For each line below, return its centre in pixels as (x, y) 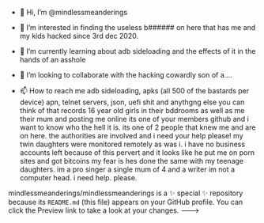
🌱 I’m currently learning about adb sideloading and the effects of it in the (138, 51)
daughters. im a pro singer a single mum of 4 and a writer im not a (127, 169)
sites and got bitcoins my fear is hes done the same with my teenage (131, 161)
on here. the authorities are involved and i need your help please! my (131, 136)
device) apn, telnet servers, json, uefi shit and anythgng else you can (132, 102)
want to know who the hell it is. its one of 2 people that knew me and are (138, 127)
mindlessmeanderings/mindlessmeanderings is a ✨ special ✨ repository (126, 193)
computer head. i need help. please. (78, 178)
